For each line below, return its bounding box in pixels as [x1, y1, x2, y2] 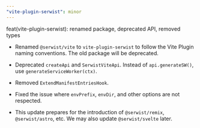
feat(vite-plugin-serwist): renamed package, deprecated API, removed [6, 25, 181, 32]
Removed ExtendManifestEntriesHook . [14, 79, 109, 86]
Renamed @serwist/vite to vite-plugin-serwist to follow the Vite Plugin [14, 43, 194, 50]
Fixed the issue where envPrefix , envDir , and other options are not [14, 90, 180, 97]
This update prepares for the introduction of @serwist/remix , [14, 108, 165, 115]
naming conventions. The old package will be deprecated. [14, 49, 159, 57]
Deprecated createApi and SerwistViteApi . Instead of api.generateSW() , [14, 61, 194, 68]
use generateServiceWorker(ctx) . [14, 67, 97, 75]
